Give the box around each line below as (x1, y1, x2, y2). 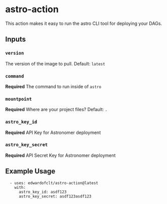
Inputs (5, 35, 26, 44)
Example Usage (5, 167, 56, 176)
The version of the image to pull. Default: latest (5, 60, 105, 66)
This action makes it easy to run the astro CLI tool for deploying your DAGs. (5, 20, 162, 26)
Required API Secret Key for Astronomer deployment (5, 152, 116, 158)
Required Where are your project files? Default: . (5, 107, 108, 113)
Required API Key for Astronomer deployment (5, 129, 101, 135)
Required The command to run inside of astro (5, 83, 102, 89)
